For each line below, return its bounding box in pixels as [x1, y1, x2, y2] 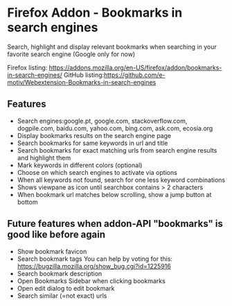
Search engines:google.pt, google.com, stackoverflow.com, [17, 117, 188, 125]
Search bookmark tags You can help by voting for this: [17, 255, 173, 263]
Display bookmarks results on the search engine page [17, 131, 172, 139]
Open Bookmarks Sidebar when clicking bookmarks [17, 276, 166, 285]
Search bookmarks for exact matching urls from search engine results [17, 146, 217, 154]
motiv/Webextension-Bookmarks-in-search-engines [7, 78, 157, 86]
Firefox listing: [7, 63, 48, 71]
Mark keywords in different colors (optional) [17, 161, 143, 169]
